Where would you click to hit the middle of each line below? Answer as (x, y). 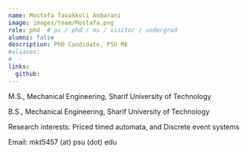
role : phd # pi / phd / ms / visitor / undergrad (93, 30)
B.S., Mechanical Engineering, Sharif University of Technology (109, 112)
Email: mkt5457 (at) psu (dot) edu (63, 141)
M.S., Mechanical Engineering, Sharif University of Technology (110, 96)
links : (19, 67)
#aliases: (24, 52)
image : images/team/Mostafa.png (61, 23)
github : (28, 74)
